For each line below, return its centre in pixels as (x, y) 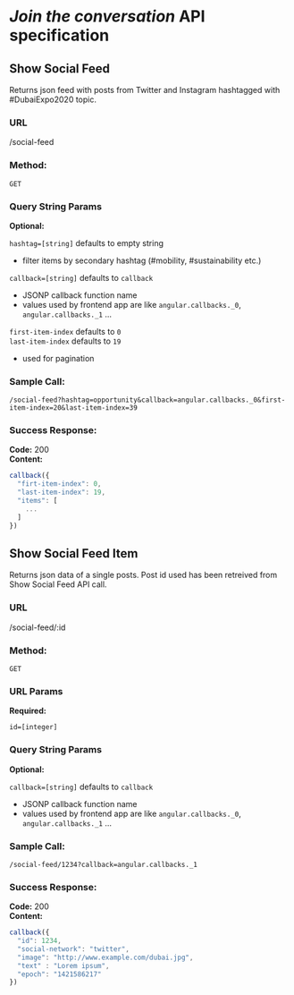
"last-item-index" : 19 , (61, 493)
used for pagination (58, 358)
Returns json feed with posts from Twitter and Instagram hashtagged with (145, 90)
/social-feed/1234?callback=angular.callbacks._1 (104, 864)
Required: (28, 711)
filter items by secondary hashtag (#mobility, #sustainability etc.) (142, 260)
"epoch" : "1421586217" (59, 974)
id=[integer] (34, 727)
